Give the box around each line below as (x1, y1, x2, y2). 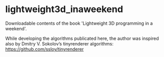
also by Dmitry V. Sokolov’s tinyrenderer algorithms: (5, 40, 114, 46)
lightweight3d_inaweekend (5, 4, 123, 15)
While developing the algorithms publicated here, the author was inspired (5, 35, 159, 41)
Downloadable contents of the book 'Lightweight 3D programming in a (5, 20, 153, 26)
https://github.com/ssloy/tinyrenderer (5, 46, 84, 52)
